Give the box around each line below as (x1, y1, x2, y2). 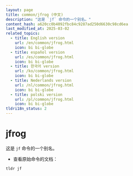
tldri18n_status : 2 (6, 106, 47, 111)
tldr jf (6, 166, 22, 171)
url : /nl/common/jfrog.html (15, 82, 74, 87)
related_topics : (6, 31, 40, 36)
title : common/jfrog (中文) (6, 12, 64, 17)
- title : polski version (10, 92, 63, 97)
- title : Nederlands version (10, 78, 72, 83)
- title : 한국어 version (10, 64, 60, 69)
